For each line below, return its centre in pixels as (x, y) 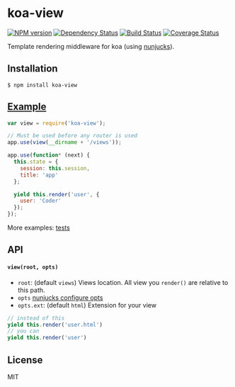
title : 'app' (39, 175)
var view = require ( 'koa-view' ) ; (57, 123)
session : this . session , (55, 168)
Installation (33, 69)
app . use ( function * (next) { (49, 155)
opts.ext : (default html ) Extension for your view (87, 305)
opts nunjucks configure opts (60, 297)
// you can (23, 331)
